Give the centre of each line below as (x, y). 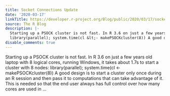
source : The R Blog (26, 24)
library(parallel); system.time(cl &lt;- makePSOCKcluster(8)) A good (86, 38)
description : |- (22, 29)
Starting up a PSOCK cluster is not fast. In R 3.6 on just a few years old (79, 57)
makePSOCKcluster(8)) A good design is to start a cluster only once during (83, 73)
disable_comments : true (30, 43)
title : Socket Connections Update (42, 10)
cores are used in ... (26, 89)
